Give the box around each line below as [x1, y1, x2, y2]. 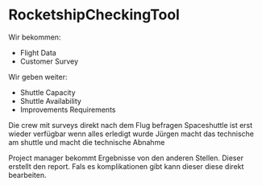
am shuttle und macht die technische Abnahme [8, 137, 165, 147]
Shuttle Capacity [19, 87, 76, 97]
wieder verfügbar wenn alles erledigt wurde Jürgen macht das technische [8, 129, 255, 138]
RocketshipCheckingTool [8, 6, 180, 24]
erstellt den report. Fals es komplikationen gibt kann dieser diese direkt [8, 161, 244, 171]
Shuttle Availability [19, 96, 82, 105]
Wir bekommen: [8, 32, 61, 42]
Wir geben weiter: [8, 72, 68, 81]
